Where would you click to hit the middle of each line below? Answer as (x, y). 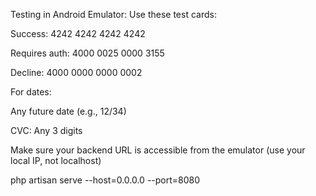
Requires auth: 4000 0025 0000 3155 (87, 53)
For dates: (31, 92)
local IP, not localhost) (56, 160)
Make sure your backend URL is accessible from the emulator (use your (158, 150)
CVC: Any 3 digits (46, 130)
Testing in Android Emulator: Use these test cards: (113, 14)
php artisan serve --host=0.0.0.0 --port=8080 (105, 180)
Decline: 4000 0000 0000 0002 (76, 72)
